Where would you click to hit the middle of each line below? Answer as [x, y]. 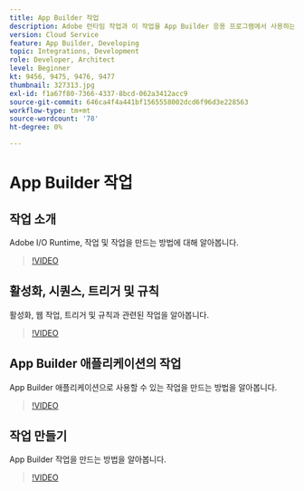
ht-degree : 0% [36, 128]
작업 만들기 [38, 436]
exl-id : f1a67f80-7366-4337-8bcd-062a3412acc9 [99, 93]
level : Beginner [40, 69]
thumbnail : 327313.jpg [52, 85]
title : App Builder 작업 [54, 18]
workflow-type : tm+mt [50, 111]
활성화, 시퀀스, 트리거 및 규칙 [85, 291]
